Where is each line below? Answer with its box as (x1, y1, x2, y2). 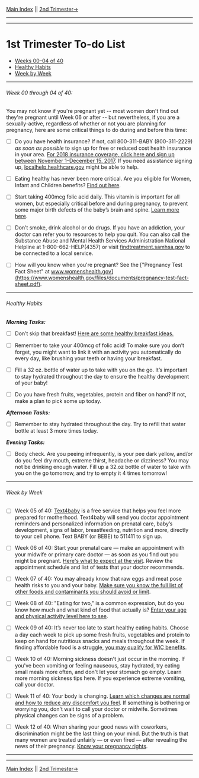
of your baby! (14, 379, 48, 386)
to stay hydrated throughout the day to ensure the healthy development (14, 373, 190, 380)
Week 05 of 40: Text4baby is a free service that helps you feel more (14, 507, 181, 514)
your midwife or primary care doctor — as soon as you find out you (14, 551, 179, 558)
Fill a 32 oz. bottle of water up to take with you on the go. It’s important (14, 366, 188, 373)
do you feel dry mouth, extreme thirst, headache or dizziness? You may (14, 457, 190, 464)
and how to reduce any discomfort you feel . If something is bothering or (14, 699, 191, 706)
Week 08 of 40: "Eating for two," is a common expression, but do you (14, 600, 184, 607)
